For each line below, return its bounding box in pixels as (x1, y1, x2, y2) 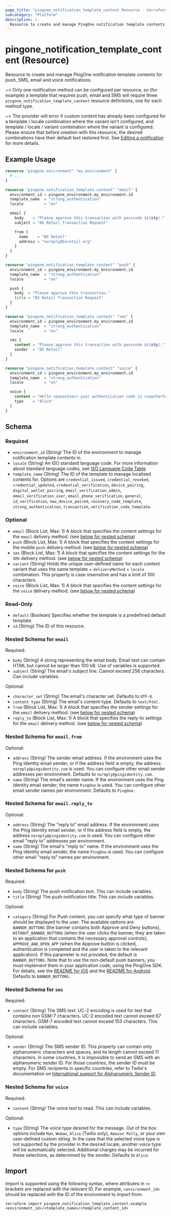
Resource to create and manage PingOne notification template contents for (5, 72, 163, 78)
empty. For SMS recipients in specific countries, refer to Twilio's (12, 1065, 147, 1071)
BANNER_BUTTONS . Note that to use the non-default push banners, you (12, 957, 155, 963)
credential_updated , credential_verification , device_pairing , (12, 482, 145, 488)
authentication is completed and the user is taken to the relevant (12, 946, 148, 952)
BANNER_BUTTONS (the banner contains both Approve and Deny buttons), (12, 924, 161, 930)
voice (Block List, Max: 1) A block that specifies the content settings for (12, 582, 162, 588)
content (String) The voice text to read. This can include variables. (12, 1105, 152, 1111)
